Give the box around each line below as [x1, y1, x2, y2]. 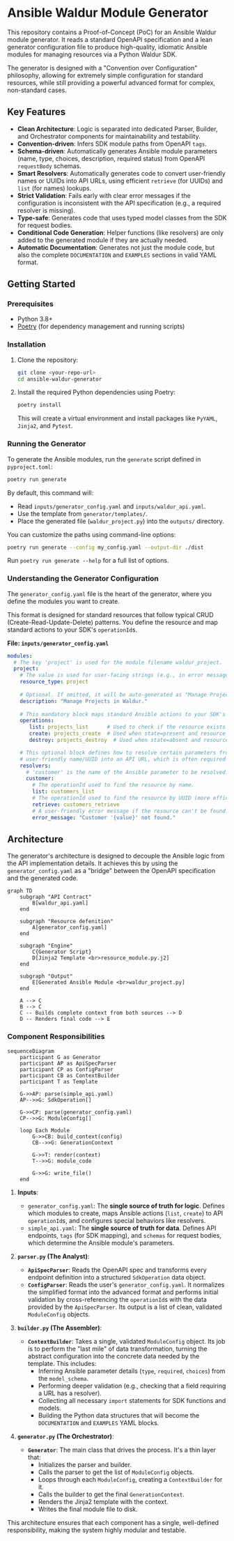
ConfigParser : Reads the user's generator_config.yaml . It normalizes [27, 1280, 225, 1289]
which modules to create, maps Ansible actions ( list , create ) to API [27, 1208, 224, 1217]
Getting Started [7, 278, 76, 290]
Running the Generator [7, 439, 86, 449]
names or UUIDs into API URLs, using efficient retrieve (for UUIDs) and [17, 176, 223, 185]
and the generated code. [7, 874, 79, 883]
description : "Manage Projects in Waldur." [19, 697, 148, 705]
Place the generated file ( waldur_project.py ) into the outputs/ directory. [17, 517, 224, 525]
